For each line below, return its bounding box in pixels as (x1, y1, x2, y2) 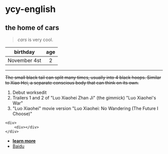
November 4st (7, 57, 41, 63)
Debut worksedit (12, 89, 47, 95)
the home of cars (5, 23, 59, 32)
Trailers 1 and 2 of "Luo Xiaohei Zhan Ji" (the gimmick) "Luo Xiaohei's (12, 95, 156, 100)
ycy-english (5, 3, 56, 15)
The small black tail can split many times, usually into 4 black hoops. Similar (5, 74, 161, 80)
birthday (14, 48, 35, 55)
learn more (12, 138, 36, 143)
